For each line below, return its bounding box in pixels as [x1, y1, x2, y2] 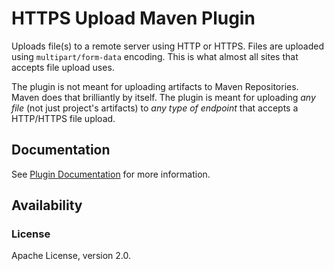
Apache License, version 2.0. [11, 250, 132, 262]
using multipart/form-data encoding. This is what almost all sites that [11, 50, 299, 62]
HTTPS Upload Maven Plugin [11, 7, 256, 30]
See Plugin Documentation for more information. [11, 168, 211, 180]
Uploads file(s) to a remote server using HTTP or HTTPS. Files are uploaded [11, 40, 324, 52]
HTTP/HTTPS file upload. [11, 112, 116, 124]
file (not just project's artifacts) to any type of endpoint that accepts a [11, 102, 299, 114]
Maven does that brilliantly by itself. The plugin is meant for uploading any [11, 91, 316, 103]
